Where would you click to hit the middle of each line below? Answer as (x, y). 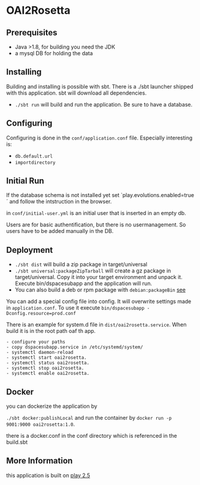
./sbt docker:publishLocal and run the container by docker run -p (89, 418)
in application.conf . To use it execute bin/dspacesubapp (75, 308)
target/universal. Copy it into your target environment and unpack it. (99, 277)
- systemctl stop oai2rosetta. (45, 368)
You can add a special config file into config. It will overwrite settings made (99, 301)
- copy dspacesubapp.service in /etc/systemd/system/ (75, 347)
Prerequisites (32, 33)
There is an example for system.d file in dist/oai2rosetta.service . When (96, 325)
